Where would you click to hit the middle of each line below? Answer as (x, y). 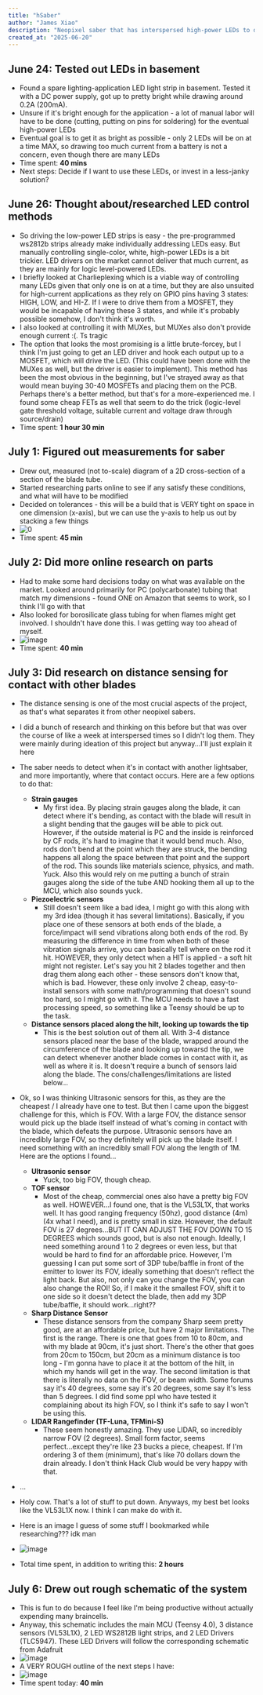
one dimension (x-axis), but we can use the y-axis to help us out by (128, 512)
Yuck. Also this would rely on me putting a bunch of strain (136, 874)
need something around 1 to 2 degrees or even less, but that (140, 1247)
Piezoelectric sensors (67, 899)
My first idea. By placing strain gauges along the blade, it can (142, 807)
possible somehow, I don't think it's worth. (88, 319)
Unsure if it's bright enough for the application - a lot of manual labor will (137, 113)
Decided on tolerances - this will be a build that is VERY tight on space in (137, 504)
